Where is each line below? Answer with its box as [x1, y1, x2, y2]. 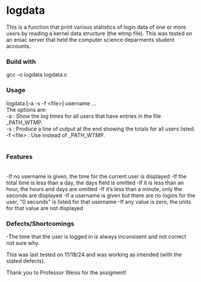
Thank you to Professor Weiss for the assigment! [6, 269, 127, 276]
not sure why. [6, 239, 40, 247]
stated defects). [6, 257, 46, 265]
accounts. [6, 43, 31, 50]
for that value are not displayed [6, 204, 83, 211]
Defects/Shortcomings [6, 219, 74, 228]
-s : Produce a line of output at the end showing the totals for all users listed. [6, 125, 196, 132]
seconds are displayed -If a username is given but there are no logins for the [6, 192, 196, 199]
